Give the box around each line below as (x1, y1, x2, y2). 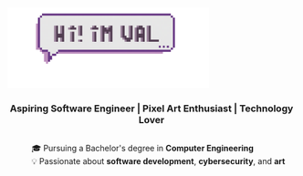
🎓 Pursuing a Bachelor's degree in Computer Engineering (31, 143, 254, 154)
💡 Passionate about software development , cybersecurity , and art (31, 156, 286, 167)
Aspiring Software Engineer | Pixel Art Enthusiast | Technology (9, 102, 294, 115)
